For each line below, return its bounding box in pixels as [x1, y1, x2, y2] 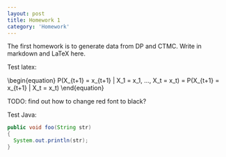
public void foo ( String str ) [7, 124, 92, 131]
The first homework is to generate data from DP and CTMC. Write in [7, 42, 202, 51]
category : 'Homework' [7, 23, 70, 30]
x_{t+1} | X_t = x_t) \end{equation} [7, 84, 104, 92]
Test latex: [7, 63, 37, 72]
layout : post [7, 10, 45, 17]
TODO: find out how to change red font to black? [7, 97, 147, 106]
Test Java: [7, 110, 37, 119]
